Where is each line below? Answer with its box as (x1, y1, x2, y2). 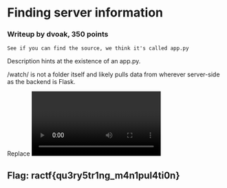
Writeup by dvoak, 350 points (7, 30, 109, 39)
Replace (7, 149, 30, 158)
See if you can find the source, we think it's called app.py (7, 45, 189, 52)
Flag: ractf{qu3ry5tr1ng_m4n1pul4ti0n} (7, 169, 180, 181)
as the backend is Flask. (7, 78, 76, 86)
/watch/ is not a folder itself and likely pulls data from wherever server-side (7, 70, 220, 79)
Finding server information (7, 5, 164, 21)
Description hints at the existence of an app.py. (7, 57, 141, 65)
